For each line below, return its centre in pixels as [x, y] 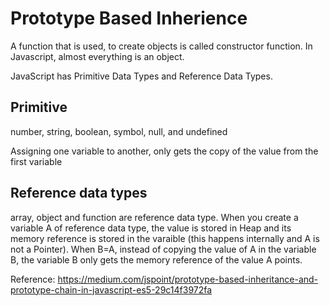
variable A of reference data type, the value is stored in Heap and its [151, 228]
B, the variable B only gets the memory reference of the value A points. [156, 259]
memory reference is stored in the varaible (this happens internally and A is [165, 238]
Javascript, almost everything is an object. [97, 56]
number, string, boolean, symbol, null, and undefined [119, 131]
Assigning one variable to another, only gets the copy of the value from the [164, 151]
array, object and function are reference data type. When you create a [154, 217]
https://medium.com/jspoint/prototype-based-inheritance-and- [188, 279]
